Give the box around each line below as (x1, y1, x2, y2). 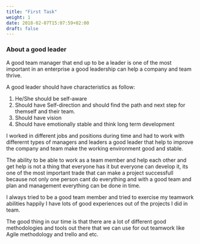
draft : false (6, 25, 39, 32)
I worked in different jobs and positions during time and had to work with (6, 132, 185, 139)
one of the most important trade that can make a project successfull (6, 169, 174, 176)
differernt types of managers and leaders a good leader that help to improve (6, 138, 194, 146)
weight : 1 (6, 14, 31, 20)
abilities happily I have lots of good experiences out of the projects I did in (6, 200, 188, 207)
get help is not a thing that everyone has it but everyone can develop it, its (6, 162, 189, 170)
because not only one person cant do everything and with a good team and (6, 175, 192, 183)
